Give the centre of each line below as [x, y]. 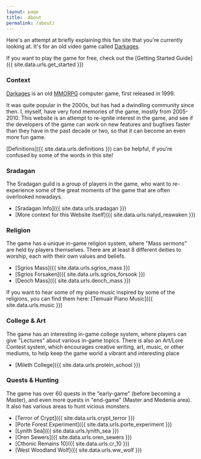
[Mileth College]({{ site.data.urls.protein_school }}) [77, 364]
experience [20, 190]
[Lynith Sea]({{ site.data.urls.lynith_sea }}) [67, 431]
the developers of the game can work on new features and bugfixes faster [98, 124]
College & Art [26, 321]
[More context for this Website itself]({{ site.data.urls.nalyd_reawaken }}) [105, 214]
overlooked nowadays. [34, 196]
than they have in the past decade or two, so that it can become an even [96, 131]
